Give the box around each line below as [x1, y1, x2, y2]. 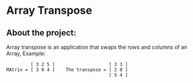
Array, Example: [6, 50, 46, 57]
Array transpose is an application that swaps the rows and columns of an [6, 43, 188, 51]
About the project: [6, 28, 77, 38]
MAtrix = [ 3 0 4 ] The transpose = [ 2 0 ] [6, 67, 128, 73]
